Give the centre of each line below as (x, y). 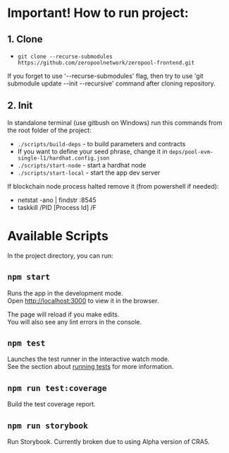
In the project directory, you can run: (60, 255)
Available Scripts (58, 236)
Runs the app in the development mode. (65, 293)
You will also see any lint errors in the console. (75, 322)
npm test (26, 343)
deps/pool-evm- (191, 152)
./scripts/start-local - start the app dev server (89, 172)
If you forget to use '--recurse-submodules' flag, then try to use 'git (105, 76)
